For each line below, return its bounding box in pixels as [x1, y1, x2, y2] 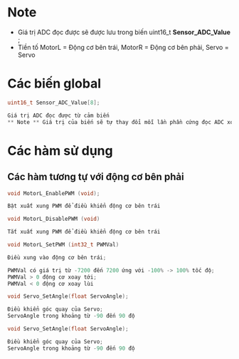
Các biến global [7, 76, 102, 92]
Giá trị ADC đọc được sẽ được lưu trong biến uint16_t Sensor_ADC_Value [17, 28, 231, 36]
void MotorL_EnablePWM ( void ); [7, 189, 100, 197]
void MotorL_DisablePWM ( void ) [7, 215, 100, 223]
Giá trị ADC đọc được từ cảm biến [7, 112, 110, 119]
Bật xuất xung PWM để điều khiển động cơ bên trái [7, 202, 161, 210]
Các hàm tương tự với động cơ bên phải [7, 171, 184, 183]
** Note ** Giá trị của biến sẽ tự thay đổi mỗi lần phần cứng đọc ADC [7, 118, 224, 125]
